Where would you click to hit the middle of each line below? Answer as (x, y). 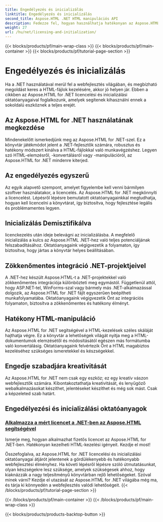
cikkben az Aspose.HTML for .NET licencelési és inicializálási (66, 94)
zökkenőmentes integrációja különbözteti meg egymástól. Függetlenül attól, (81, 283)
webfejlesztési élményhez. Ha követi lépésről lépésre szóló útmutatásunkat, (81, 464)
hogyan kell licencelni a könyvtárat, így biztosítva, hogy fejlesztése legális (79, 203)
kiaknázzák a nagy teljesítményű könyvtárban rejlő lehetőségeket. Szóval (78, 474)
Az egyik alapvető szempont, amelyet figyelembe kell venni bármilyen (75, 187)
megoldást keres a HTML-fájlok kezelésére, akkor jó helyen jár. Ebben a (77, 89)
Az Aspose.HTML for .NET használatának (69, 120)
